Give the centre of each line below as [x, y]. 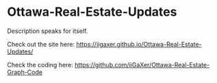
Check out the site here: [41, 44]
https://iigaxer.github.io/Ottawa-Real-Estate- [139, 44]
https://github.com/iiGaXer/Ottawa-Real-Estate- [142, 64]
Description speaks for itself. [48, 31]
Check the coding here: [40, 64]
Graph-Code [25, 72]
